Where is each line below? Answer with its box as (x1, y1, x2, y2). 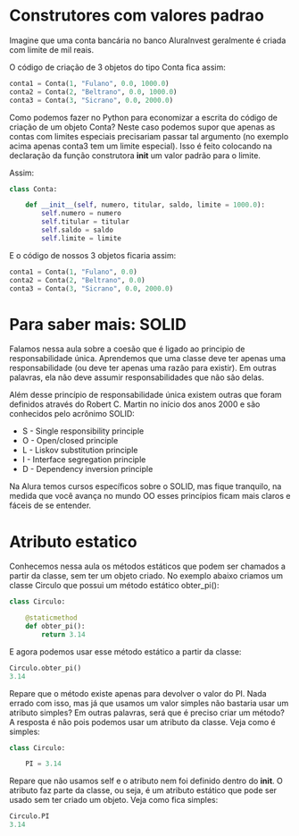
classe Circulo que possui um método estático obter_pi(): (9, 580, 220, 591)
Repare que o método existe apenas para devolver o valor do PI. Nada (9, 688, 267, 698)
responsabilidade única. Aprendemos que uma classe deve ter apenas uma (9, 353, 287, 364)
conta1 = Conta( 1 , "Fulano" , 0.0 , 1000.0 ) (9, 79, 170, 88)
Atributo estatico (9, 531, 137, 552)
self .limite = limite (41, 233, 122, 242)
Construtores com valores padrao (9, 5, 265, 26)
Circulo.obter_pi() (9, 663, 82, 672)
